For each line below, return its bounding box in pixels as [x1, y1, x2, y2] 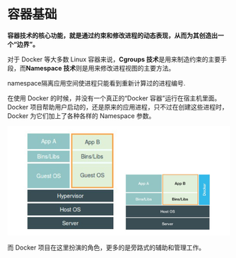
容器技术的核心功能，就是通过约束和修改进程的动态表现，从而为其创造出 [7, 31, 218, 40]
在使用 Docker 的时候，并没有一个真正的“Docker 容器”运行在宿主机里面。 [7, 93, 221, 102]
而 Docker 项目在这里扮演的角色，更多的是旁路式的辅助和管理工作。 [7, 243, 206, 252]
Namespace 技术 [25, 64, 76, 72]
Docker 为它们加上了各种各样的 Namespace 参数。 [7, 111, 155, 120]
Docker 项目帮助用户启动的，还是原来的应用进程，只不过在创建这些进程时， [7, 102, 228, 111]
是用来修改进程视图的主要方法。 [81, 64, 175, 72]
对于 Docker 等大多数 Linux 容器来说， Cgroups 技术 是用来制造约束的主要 [7, 54, 221, 64]
